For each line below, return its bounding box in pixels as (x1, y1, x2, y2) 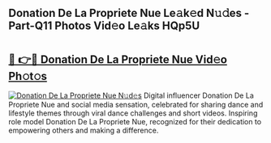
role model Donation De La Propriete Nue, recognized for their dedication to (8, 117, 262, 126)
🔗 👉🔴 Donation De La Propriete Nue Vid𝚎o (8, 53, 227, 66)
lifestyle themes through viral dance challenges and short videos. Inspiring (8, 108, 258, 118)
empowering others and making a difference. (8, 125, 159, 135)
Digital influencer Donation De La (143, 90, 254, 100)
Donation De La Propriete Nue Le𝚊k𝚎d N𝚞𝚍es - (8, 6, 250, 20)
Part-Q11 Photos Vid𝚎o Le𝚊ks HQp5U (8, 19, 200, 33)
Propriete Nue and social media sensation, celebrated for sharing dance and (8, 100, 264, 109)
